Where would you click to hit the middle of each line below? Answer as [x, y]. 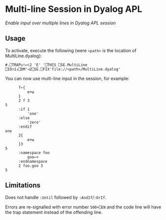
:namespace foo [34, 152]
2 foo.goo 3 [30, 166]
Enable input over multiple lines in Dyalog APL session [60, 23]
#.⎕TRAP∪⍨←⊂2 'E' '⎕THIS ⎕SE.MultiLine [46, 65]
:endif [25, 127]
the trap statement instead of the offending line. [54, 212]
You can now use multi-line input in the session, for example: [67, 78]
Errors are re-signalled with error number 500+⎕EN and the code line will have [83, 207]
